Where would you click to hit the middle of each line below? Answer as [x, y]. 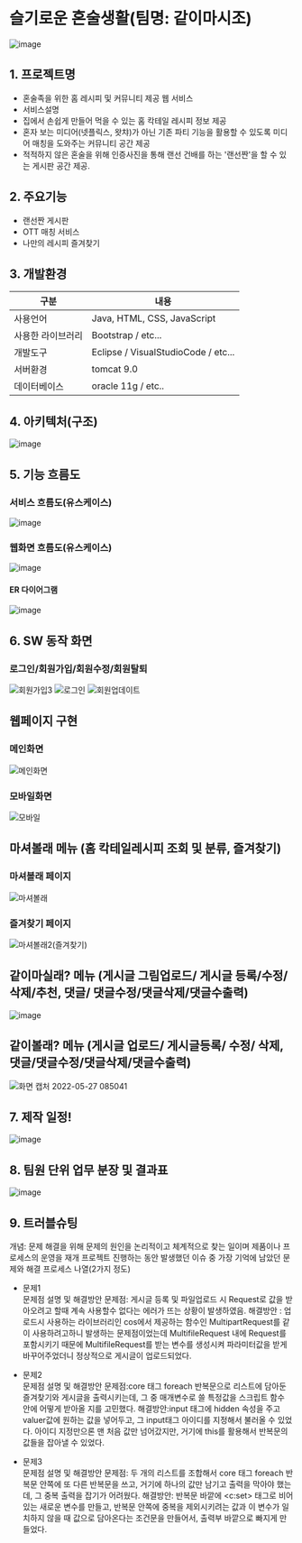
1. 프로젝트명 [42, 74]
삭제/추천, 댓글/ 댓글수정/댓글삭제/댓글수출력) [129, 993]
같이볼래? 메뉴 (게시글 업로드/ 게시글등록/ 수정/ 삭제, [146, 1046]
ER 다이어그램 [34, 589]
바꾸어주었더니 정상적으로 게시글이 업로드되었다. [107, 1356]
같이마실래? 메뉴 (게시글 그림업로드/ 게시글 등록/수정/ [149, 976]
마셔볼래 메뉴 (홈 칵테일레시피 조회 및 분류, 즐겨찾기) [146, 849]
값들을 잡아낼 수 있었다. [64, 1443]
